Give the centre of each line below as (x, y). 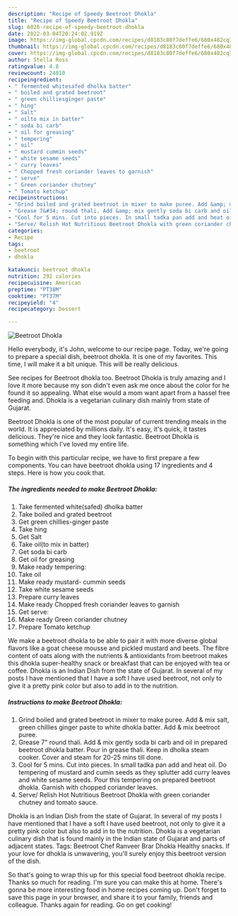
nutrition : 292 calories (44, 276)
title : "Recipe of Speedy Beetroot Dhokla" (73, 20)
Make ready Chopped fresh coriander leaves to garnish (99, 604)
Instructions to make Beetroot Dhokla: (65, 702)
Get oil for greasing (46, 560)
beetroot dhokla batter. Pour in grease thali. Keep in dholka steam (113, 750)
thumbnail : (24, 47)
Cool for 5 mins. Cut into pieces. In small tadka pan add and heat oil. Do (122, 765)
